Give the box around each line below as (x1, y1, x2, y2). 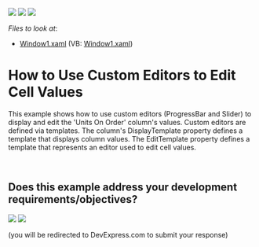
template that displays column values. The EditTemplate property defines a (8, 134, 250, 143)
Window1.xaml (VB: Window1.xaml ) (19, 39, 133, 48)
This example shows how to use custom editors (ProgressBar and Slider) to (8, 109, 252, 118)
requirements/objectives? (8, 193, 138, 206)
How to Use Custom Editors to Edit (8, 67, 236, 84)
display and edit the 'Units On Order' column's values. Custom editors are (8, 117, 246, 127)
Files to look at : (8, 24, 58, 33)
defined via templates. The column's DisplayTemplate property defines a (8, 126, 243, 135)
